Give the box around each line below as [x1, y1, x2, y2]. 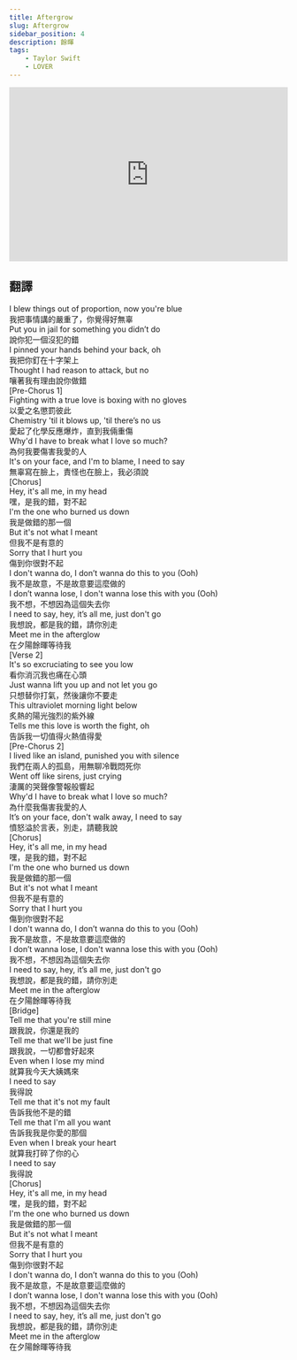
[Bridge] [9, 1005, 40, 1016]
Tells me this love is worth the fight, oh [9, 720, 150, 731]
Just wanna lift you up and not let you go [9, 679, 157, 690]
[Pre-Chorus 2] [9, 741, 65, 751]
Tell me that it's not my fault [9, 1096, 110, 1107]
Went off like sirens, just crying [9, 771, 122, 781]
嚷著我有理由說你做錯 [9, 375, 87, 386]
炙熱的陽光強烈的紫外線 [9, 710, 95, 721]
